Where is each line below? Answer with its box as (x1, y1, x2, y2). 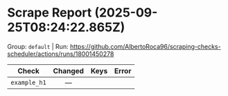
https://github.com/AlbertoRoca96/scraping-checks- (69, 42, 221, 50)
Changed (53, 66, 85, 75)
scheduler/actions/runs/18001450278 (7, 50, 114, 58)
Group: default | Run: (7, 42, 69, 50)
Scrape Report (7, 5, 92, 21)
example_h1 (10, 78, 46, 86)
